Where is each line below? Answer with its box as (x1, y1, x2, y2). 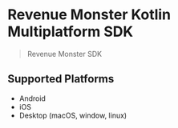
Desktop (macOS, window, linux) (18, 110, 127, 120)
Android (18, 94, 46, 103)
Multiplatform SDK (7, 22, 134, 41)
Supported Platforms (7, 72, 115, 86)
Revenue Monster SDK (26, 49, 102, 58)
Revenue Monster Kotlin (7, 6, 172, 24)
